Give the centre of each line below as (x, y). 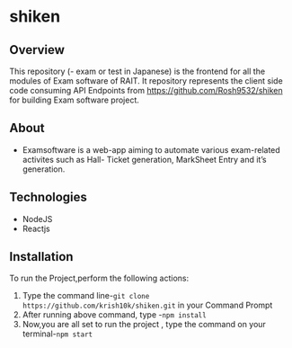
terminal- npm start (57, 334)
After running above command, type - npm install (114, 315)
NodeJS (37, 219)
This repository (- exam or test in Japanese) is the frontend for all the (137, 71)
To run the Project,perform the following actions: (99, 278)
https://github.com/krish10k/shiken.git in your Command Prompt (147, 305)
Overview (37, 50)
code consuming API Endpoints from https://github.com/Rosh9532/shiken (146, 90)
